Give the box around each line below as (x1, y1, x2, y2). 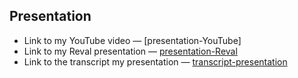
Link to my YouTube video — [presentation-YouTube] (23, 34, 242, 46)
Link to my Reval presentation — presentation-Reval (23, 45, 238, 57)
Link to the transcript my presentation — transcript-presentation (23, 55, 288, 68)
